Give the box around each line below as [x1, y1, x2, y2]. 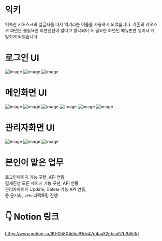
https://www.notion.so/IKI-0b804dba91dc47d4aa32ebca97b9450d [5, 230, 139, 236]
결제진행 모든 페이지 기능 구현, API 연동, [5, 180, 80, 186]
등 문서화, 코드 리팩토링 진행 [5, 192, 58, 198]
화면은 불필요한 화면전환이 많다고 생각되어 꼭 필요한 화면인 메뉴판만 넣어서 [10, 27, 150, 33]
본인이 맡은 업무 [5, 157, 64, 168]
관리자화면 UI [5, 122, 55, 133]
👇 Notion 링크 [5, 211, 59, 222]
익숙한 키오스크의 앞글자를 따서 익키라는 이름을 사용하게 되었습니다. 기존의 [5, 21, 145, 27]
